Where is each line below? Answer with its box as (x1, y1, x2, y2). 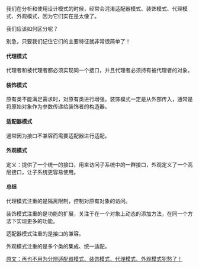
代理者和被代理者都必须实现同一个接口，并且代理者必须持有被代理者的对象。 (6, 67, 193, 74)
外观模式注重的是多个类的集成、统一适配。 (6, 243, 110, 250)
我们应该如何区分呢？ (6, 25, 58, 32)
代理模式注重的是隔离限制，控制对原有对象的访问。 (6, 197, 131, 205)
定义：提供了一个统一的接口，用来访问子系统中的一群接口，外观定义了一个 (6, 161, 188, 168)
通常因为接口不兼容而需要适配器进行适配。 (6, 132, 110, 139)
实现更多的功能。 (16, 218, 58, 225)
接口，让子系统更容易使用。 (11, 168, 79, 176)
